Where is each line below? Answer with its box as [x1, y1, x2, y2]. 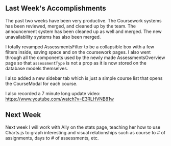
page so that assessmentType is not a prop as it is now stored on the [5, 60, 146, 66]
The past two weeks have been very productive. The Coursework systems [5, 17, 162, 23]
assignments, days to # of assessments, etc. [5, 135, 99, 141]
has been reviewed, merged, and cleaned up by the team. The [5, 23, 136, 29]
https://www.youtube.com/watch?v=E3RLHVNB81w [5, 96, 114, 102]
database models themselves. [5, 65, 68, 71]
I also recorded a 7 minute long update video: [5, 90, 101, 96]
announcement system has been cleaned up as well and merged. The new [5, 28, 162, 35]
